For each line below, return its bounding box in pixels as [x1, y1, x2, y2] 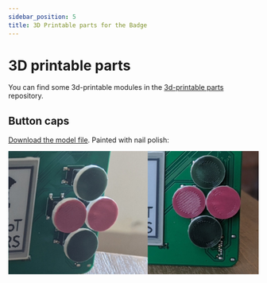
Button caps [8, 114, 70, 127]
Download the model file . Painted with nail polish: [8, 135, 169, 145]
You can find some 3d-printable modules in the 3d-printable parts [8, 83, 224, 92]
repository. [8, 91, 44, 101]
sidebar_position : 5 [8, 13, 77, 21]
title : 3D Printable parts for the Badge [8, 21, 148, 29]
